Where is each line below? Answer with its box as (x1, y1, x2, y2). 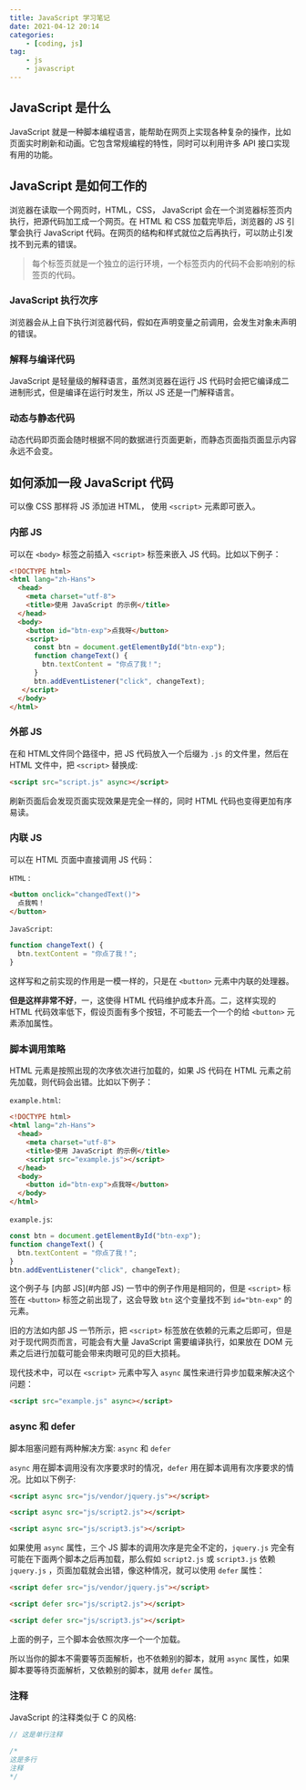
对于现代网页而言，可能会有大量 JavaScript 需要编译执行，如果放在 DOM (9, 1337, 283, 1348)
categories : (9, 30, 55, 39)
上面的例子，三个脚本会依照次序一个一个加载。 (9, 1633, 185, 1644)
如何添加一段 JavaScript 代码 (9, 475, 175, 491)
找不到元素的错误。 (9, 238, 82, 249)
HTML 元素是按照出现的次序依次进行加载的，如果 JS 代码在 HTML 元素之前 (9, 1065, 291, 1076)
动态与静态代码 (9, 412, 76, 425)
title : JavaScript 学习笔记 (9, 13, 111, 23)
